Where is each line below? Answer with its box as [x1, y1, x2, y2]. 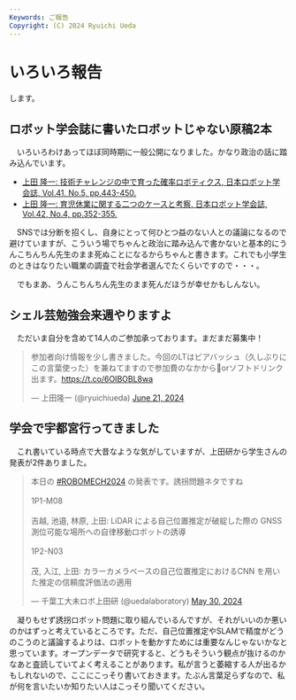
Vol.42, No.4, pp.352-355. [21, 209, 118, 220]
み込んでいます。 [9, 158, 71, 168]
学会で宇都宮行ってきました [9, 421, 160, 436]
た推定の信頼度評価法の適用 [30, 577, 133, 587]
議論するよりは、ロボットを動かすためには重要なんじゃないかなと [47, 636, 288, 647]
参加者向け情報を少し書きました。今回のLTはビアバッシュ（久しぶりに [30, 352, 287, 362]
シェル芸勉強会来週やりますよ [9, 307, 172, 323]
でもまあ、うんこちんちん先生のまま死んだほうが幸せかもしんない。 [16, 279, 265, 290]
